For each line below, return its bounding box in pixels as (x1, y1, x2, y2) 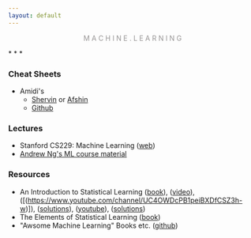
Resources (8, 169, 51, 180)
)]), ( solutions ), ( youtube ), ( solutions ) (25, 203, 146, 213)
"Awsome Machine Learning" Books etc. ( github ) (19, 221, 178, 230)
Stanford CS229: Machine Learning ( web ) (19, 141, 155, 150)
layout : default (8, 11, 62, 20)
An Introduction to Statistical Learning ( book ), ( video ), (19, 187, 195, 196)
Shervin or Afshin (31, 94, 88, 104)
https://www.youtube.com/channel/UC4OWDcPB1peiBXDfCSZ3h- (27, 195, 243, 205)
